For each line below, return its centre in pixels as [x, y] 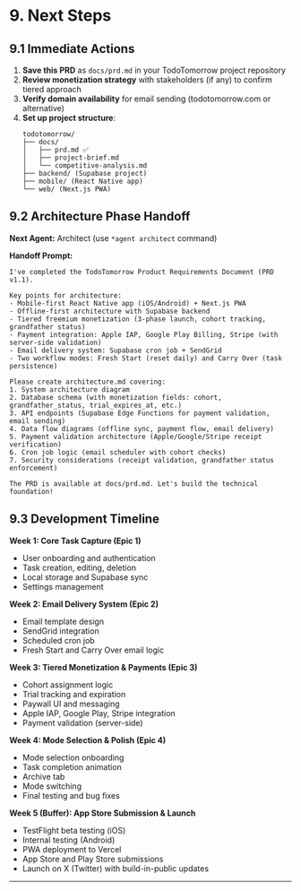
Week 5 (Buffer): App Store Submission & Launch [103, 813]
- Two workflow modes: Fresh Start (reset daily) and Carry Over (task [146, 358]
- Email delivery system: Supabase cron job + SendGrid [116, 350]
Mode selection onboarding [73, 757]
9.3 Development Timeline [84, 519]
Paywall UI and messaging [71, 704]
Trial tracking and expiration [74, 694]
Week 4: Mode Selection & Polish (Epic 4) [88, 740]
